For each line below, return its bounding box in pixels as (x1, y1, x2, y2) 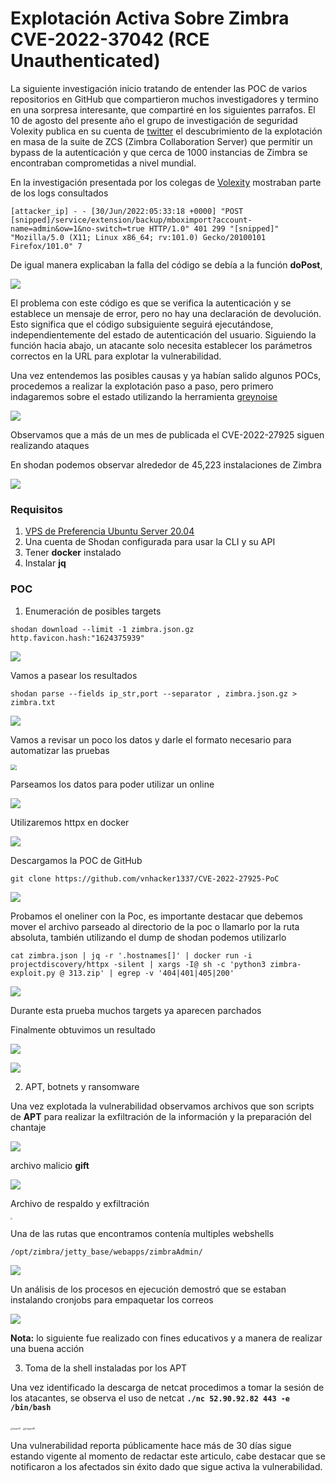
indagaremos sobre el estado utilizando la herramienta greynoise (10, 390, 278, 402)
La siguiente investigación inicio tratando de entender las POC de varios (10, 82, 308, 94)
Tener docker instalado (24, 547, 122, 559)
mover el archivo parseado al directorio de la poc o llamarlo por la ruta (10, 921, 300, 933)
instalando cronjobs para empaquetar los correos (10, 1294, 214, 1306)
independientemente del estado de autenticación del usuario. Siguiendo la (10, 328, 317, 341)
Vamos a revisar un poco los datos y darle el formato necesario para (10, 733, 292, 746)
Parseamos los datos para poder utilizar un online (10, 778, 215, 791)
